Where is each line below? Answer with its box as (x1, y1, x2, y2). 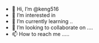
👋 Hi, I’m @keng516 (11, 6, 59, 12)
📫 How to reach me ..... (11, 31, 70, 37)
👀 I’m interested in (11, 12, 56, 19)
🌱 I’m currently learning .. (11, 18, 73, 24)
